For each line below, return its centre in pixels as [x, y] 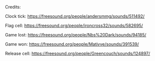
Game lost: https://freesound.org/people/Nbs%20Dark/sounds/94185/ [76, 35]
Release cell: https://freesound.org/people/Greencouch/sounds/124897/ [77, 53]
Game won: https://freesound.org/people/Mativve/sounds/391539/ [72, 44]
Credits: [13, 7]
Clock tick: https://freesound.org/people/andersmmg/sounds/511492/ [75, 16]
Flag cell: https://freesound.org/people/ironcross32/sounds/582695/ [74, 25]
